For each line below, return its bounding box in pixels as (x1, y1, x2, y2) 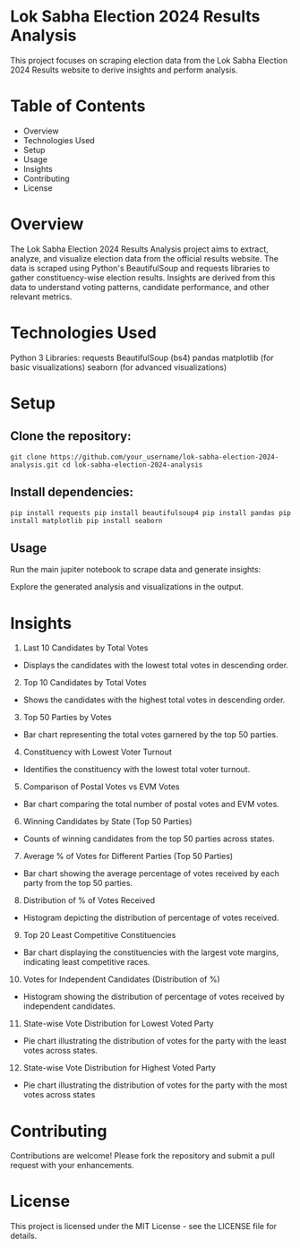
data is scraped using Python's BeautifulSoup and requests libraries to (10, 263, 270, 273)
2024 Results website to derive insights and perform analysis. (10, 65, 238, 75)
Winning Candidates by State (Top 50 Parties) (22, 816, 193, 827)
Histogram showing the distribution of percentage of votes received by (22, 992, 285, 1003)
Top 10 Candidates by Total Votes (22, 677, 147, 688)
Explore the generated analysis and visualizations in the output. (10, 581, 244, 592)
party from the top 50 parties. (22, 878, 133, 889)
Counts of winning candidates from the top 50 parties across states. (22, 833, 276, 844)
